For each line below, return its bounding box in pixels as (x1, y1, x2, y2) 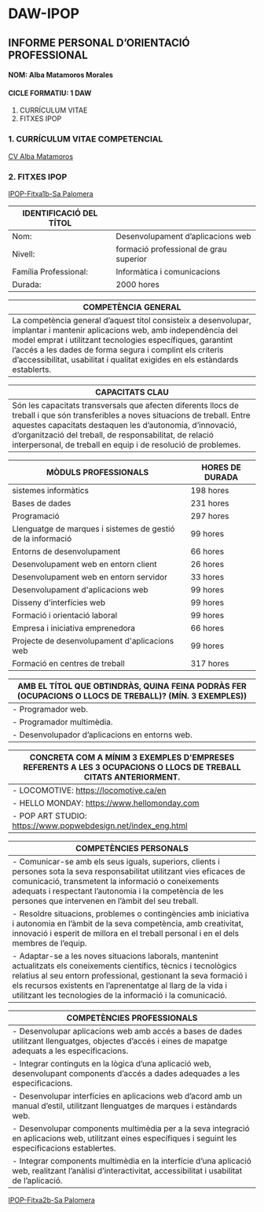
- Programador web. (12, 703, 88, 714)
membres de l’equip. (12, 938, 88, 949)
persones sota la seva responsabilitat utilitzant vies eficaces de (12, 866, 246, 877)
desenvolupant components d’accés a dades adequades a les (12, 1067, 240, 1078)
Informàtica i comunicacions (115, 266, 221, 277)
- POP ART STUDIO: (12, 810, 88, 821)
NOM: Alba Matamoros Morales (8, 70, 114, 79)
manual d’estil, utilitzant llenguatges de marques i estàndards (12, 1100, 237, 1111)
